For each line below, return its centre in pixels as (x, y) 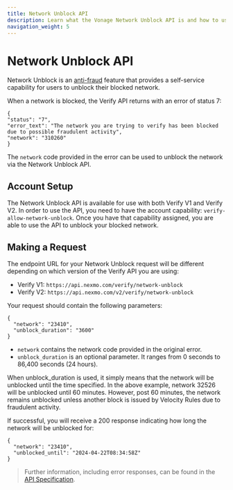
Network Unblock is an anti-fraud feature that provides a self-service (106, 80)
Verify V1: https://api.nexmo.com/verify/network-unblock (100, 284)
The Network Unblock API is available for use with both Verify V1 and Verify (115, 203)
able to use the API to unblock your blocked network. (83, 225)
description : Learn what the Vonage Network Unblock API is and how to (113, 20)
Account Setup (40, 186)
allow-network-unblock (40, 219)
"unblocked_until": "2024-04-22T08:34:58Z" (77, 452)
